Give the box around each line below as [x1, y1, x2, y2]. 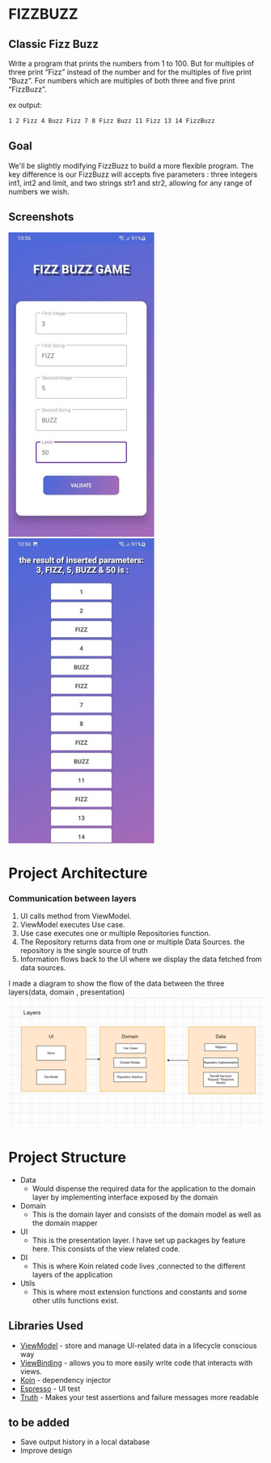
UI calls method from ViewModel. [19, 911, 132, 921]
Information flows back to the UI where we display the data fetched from [19, 954, 262, 964]
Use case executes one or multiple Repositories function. [19, 928, 211, 938]
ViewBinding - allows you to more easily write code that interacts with [19, 1358, 253, 1367]
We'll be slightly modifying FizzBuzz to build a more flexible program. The [8, 160, 254, 170]
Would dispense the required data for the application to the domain [32, 1183, 256, 1193]
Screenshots [8, 210, 74, 224]
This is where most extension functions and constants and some [32, 1286, 248, 1297]
